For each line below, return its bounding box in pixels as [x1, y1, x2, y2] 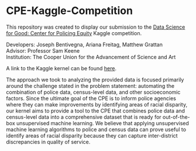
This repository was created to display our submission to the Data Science [6, 23, 185, 30]
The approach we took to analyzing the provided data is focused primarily [6, 76, 184, 83]
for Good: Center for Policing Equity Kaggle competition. [6, 29, 142, 36]
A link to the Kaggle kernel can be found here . [6, 64, 117, 71]
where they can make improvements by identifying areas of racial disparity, [6, 101, 188, 108]
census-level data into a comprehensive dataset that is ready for [6, 113, 162, 121]
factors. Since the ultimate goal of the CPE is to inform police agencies [6, 95, 177, 102]
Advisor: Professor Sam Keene [6, 47, 80, 54]
